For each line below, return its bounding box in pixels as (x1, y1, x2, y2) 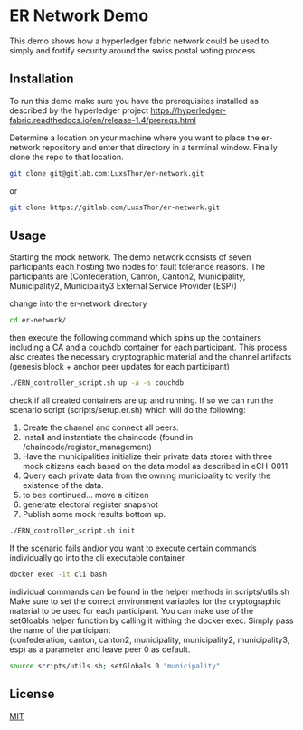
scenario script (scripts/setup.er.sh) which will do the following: (9, 405, 246, 416)
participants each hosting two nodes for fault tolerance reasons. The (9, 262, 265, 273)
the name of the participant (9, 624, 111, 635)
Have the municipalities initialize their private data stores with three (22, 451, 273, 462)
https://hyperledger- (150, 105, 227, 116)
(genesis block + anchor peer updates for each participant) (9, 361, 231, 372)
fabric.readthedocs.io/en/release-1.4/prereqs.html (9, 114, 196, 125)
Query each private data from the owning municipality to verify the (22, 470, 271, 481)
